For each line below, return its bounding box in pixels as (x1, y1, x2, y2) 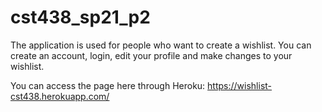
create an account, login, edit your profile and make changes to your (10, 49, 293, 61)
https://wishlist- (207, 79, 273, 91)
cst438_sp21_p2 (10, 6, 151, 29)
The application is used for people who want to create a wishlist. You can (10, 39, 312, 51)
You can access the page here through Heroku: (10, 79, 206, 91)
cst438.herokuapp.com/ (10, 90, 110, 102)
